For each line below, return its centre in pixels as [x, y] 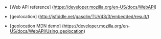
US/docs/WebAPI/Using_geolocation [47, 31]
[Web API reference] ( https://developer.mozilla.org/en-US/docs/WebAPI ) [83, 7]
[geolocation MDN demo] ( [36, 26]
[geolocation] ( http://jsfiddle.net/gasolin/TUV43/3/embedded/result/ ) [80, 16]
